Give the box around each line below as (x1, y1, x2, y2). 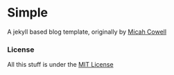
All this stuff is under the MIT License (7, 61, 114, 69)
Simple (7, 5, 49, 21)
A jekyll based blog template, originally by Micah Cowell (7, 28, 167, 36)
